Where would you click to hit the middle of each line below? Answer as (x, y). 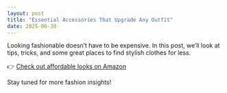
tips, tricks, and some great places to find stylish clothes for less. (99, 53)
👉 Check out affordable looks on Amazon (67, 66)
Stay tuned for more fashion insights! (59, 82)
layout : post (26, 13)
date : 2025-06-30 (32, 26)
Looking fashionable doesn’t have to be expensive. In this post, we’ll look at (114, 46)
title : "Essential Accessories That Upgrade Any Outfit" (90, 20)
